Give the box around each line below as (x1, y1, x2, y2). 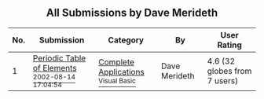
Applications (97, 66, 145, 77)
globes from (207, 65, 252, 76)
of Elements (32, 62, 77, 73)
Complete (97, 57, 135, 68)
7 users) (207, 75, 238, 86)
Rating (217, 39, 242, 50)
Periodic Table (32, 53, 86, 64)
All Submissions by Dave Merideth (46, 6, 218, 20)
